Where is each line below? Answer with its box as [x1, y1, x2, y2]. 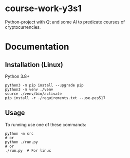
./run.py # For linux [5, 148, 51, 153]
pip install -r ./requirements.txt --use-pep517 [5, 95, 106, 100]
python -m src [5, 131, 34, 136]
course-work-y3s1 [5, 3, 82, 14]
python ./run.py [5, 140, 38, 144]
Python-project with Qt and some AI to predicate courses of [5, 19, 125, 25]
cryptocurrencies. [5, 24, 41, 30]
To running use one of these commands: [5, 122, 87, 127]
